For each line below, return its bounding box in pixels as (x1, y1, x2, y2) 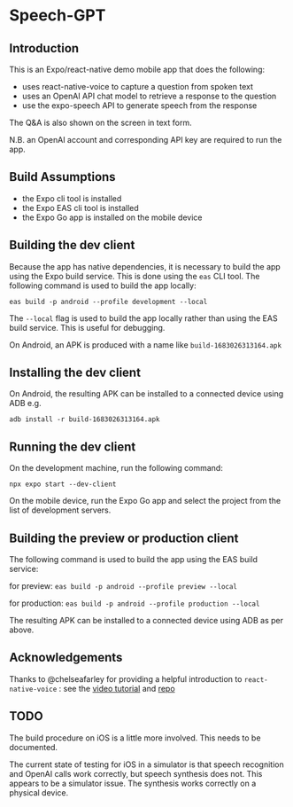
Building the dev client (9, 238, 135, 253)
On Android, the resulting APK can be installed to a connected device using (9, 388, 284, 399)
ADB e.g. (9, 398, 42, 409)
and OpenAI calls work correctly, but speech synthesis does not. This (9, 768, 263, 779)
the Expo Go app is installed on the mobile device (21, 212, 203, 223)
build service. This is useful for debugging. (9, 322, 166, 333)
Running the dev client (9, 439, 136, 454)
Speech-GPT (9, 5, 106, 26)
